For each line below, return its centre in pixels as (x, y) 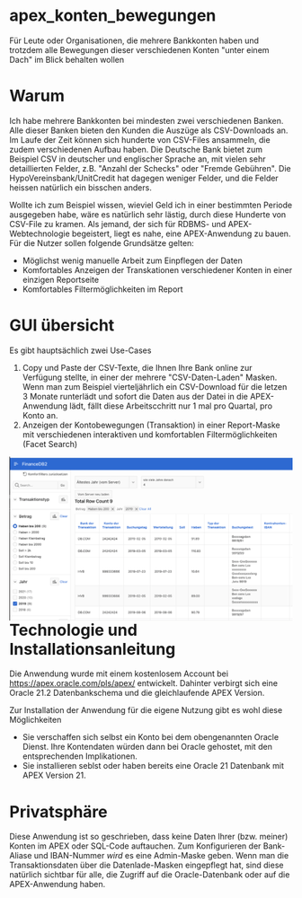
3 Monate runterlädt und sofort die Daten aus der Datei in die (135, 396)
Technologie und (73, 630)
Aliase (21, 856)
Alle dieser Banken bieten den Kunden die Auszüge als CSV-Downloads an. (149, 130)
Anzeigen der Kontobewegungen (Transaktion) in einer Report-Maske (151, 425)
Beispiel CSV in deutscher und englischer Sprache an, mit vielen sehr (138, 159)
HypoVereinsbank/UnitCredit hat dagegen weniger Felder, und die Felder (144, 178)
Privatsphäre (58, 811)
